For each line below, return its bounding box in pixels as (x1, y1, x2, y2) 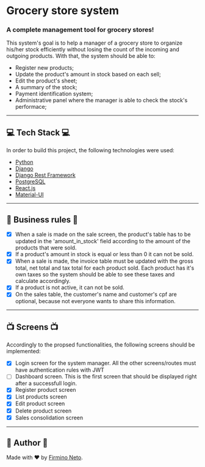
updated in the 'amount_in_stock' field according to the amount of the (15, 238, 191, 245)
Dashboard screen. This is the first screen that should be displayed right (15, 373, 197, 380)
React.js (15, 185, 36, 192)
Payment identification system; (15, 90, 93, 98)
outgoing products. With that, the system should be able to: (6, 53, 156, 60)
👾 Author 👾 (6, 438, 48, 448)
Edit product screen (15, 400, 65, 407)
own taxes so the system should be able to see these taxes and (15, 271, 175, 278)
